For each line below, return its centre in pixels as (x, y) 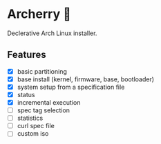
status (26, 94)
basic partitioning (42, 71)
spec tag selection (44, 110)
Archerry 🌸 (39, 14)
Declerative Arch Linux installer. (52, 33)
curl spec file (36, 126)
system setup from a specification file (71, 87)
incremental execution (49, 102)
